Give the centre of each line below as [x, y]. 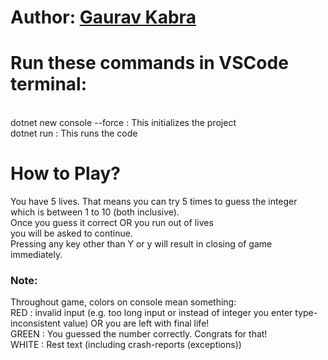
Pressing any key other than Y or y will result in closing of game [141, 244]
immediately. [36, 255]
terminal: [49, 84]
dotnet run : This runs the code [74, 133]
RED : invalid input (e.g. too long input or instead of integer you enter [151, 313]
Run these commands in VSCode [149, 63]
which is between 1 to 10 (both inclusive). [95, 212]
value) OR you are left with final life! [136, 323]
